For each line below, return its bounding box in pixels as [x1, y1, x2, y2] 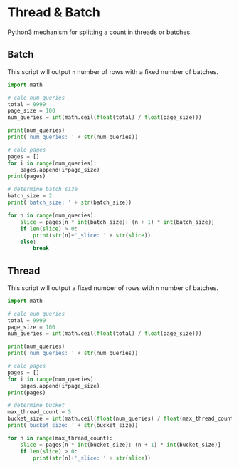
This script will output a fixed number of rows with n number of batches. [7, 283, 219, 292]
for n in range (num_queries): [7, 212, 97, 219]
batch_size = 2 [7, 192, 53, 200]
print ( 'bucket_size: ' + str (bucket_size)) [7, 422, 139, 429]
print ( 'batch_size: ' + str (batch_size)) [7, 199, 132, 206]
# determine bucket [7, 402, 65, 409]
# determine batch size [7, 186, 78, 193]
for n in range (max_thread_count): [7, 434, 113, 442]
